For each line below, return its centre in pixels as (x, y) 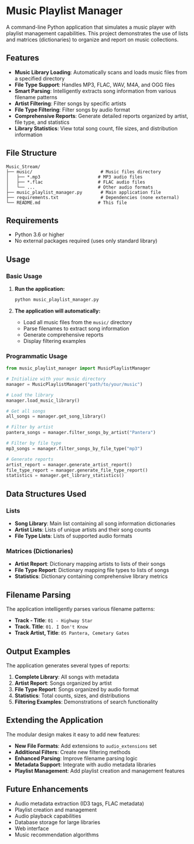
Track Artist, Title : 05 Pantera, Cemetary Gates (72, 633)
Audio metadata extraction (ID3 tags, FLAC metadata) (79, 803)
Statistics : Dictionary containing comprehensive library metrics (91, 576)
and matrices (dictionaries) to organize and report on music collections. (92, 39)
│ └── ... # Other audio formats (80, 187)
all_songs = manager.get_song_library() (56, 416)
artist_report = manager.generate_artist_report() (69, 465)
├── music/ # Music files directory (84, 172)
